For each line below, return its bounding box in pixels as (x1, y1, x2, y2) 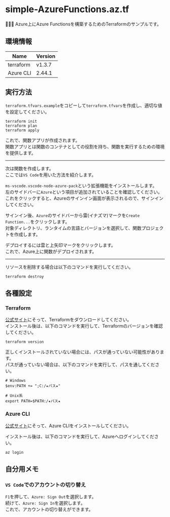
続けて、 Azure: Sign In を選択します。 (5, 500, 86, 506)
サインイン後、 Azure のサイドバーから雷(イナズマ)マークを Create (5, 212, 140, 218)
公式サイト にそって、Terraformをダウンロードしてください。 (5, 317, 132, 323)
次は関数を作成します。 (5, 165, 54, 171)
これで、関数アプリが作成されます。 (5, 137, 80, 143)
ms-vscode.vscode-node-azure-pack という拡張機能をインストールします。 (5, 182, 157, 189)
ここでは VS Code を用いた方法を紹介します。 (5, 171, 96, 178)
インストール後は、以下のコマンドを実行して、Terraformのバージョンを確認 (5, 323, 163, 329)
